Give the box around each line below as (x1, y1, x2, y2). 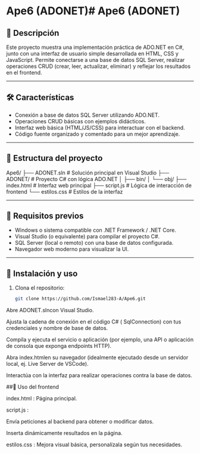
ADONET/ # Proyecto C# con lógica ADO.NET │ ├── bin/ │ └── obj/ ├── (6, 175, 187, 182)
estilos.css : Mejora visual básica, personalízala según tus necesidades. (6, 441, 183, 448)
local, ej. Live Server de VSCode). (6, 360, 89, 368)
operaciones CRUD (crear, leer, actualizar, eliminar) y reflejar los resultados (6, 63, 191, 70)
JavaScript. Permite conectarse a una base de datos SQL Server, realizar (6, 57, 185, 63)
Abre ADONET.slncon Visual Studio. (6, 307, 94, 314)
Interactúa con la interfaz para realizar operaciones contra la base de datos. (6, 372, 192, 379)
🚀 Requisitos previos (6, 211, 84, 221)
